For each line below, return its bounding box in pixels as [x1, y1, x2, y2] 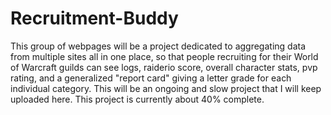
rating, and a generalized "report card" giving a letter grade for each [10, 72, 292, 84]
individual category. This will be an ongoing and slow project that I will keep [10, 82, 322, 94]
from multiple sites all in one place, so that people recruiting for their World [10, 50, 319, 62]
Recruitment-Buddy [10, 7, 179, 30]
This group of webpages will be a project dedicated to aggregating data [10, 40, 307, 52]
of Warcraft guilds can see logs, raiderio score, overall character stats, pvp [10, 61, 318, 73]
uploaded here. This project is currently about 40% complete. [10, 93, 265, 105]
